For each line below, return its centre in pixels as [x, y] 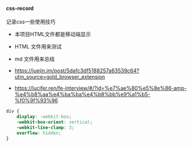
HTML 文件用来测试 [38, 47]
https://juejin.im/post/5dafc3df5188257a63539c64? [77, 71]
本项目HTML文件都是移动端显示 [53, 34]
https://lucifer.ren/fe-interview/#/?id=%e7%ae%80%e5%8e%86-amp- [101, 88]
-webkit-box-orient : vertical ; [55, 122]
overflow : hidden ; [39, 133]
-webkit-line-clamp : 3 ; [46, 127]
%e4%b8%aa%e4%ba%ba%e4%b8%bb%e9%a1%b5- [82, 94]
